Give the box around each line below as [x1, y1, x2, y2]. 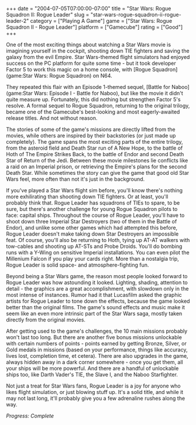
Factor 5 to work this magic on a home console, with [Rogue [6, 66, 151, 72]
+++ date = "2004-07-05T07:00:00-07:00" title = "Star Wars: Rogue [6, 5, 171, 12]
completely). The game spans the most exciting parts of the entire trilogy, [6, 139, 183, 145]
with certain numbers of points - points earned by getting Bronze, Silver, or [6, 340, 187, 347]
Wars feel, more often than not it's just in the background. [6, 175, 145, 182]
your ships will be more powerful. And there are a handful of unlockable [6, 365, 179, 372]
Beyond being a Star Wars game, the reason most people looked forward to [6, 273, 188, 279]
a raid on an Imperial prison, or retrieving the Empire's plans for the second [6, 163, 187, 170]
